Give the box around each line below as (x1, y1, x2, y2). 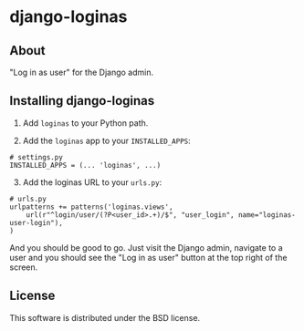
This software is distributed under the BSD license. (9, 312, 201, 323)
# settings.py (9, 152, 64, 161)
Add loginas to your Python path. (22, 117, 149, 129)
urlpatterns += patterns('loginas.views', (9, 202, 173, 212)
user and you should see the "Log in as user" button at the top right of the (9, 252, 288, 263)
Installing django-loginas (9, 93, 155, 109)
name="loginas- (237, 210, 297, 220)
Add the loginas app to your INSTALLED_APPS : (22, 135, 192, 146)
